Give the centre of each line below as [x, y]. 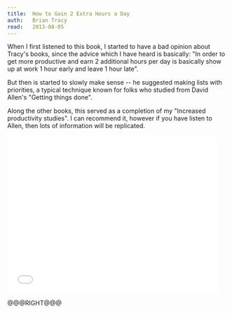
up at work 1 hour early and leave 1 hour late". [73, 69]
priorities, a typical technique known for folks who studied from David [108, 90]
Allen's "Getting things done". [50, 97]
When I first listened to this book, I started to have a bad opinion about [109, 47]
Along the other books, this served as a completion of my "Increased [107, 111]
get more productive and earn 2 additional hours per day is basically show [115, 62]
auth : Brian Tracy [37, 20]
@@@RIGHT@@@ [34, 303]
